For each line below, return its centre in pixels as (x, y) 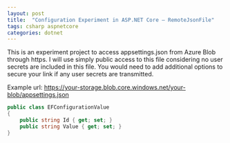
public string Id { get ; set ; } (66, 120)
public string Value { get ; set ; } (71, 126)
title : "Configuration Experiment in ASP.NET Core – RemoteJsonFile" (111, 20)
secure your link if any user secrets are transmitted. (80, 74)
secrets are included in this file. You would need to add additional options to (115, 67)
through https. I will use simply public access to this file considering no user (115, 60)
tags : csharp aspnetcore (43, 26)
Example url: (25, 87)
